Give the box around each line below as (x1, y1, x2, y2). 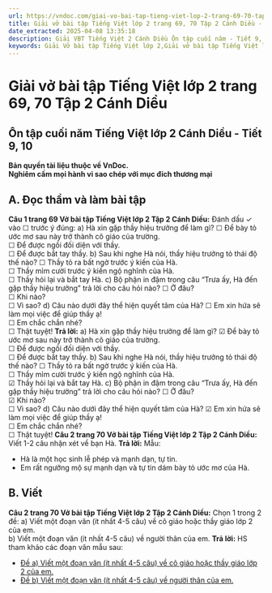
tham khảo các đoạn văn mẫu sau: (8, 542, 123, 552)
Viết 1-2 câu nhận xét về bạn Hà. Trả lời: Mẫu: (8, 438, 161, 448)
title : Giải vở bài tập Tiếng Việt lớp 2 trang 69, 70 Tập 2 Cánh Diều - (8, 19, 263, 28)
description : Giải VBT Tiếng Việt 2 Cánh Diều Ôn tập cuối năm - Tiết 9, (8, 34, 263, 43)
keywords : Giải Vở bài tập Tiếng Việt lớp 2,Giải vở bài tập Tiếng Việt (8, 42, 259, 50)
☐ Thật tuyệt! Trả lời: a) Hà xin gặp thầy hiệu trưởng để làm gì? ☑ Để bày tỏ (8, 326, 260, 336)
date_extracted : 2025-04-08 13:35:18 (8, 27, 136, 35)
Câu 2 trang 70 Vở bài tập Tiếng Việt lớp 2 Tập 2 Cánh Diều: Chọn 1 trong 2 (8, 508, 261, 518)
